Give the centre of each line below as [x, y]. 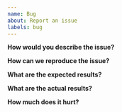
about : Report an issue [43, 21]
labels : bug [25, 27]
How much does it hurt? [43, 102]
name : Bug [22, 14]
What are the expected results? [55, 74]
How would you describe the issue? [61, 47]
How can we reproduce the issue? [59, 61]
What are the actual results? [50, 89]
